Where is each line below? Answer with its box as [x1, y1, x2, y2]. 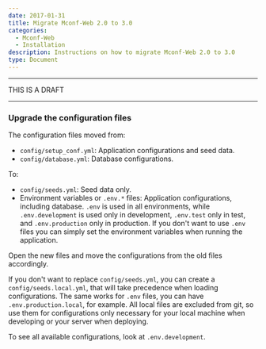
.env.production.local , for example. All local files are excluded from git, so [8, 300, 254, 309]
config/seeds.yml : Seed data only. [19, 185, 132, 194]
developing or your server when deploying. [8, 316, 149, 326]
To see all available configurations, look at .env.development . [8, 332, 206, 342]
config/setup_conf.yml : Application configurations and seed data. [19, 146, 235, 155]
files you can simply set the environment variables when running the [19, 227, 243, 236]
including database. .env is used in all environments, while [19, 201, 211, 211]
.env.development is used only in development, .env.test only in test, [19, 210, 246, 220]
